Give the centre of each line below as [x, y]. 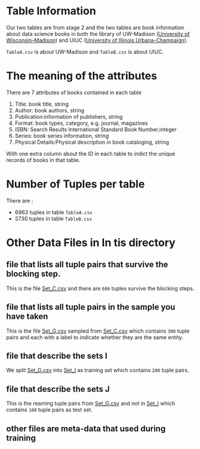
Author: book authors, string [50, 110]
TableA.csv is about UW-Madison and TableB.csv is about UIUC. [85, 51]
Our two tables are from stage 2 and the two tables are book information [95, 27]
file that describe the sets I [57, 356]
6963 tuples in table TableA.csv [53, 212]
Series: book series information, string [62, 136]
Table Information [51, 11]
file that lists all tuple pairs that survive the [87, 265]
